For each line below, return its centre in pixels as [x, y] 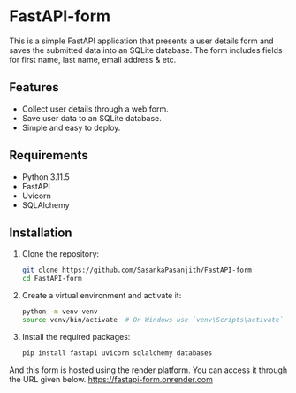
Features [34, 87]
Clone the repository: [61, 254]
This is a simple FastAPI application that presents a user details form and [141, 41]
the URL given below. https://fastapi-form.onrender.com [111, 379]
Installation [41, 232]
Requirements [49, 155]
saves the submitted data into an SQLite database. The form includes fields [146, 50]
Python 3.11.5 [46, 177]
